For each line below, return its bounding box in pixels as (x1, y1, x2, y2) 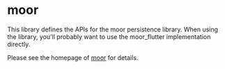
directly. (7, 40, 31, 48)
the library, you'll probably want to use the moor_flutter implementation (7, 32, 211, 40)
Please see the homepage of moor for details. (7, 53, 139, 61)
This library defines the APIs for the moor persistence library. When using (7, 25, 218, 33)
